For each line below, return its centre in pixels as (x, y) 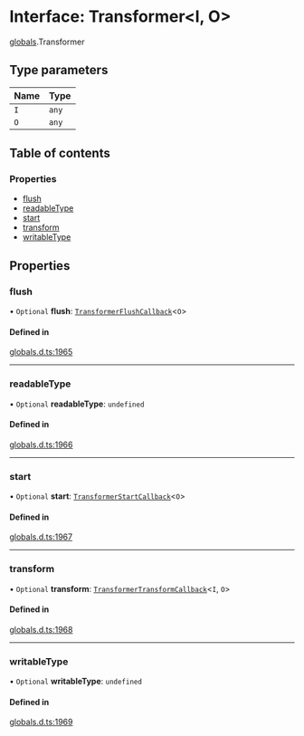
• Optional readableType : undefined (77, 404)
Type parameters (59, 70)
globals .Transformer (47, 42)
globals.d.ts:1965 (41, 352)
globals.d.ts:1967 (41, 537)
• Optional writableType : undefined (76, 682)
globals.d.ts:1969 (41, 722)
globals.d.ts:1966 (41, 444)
